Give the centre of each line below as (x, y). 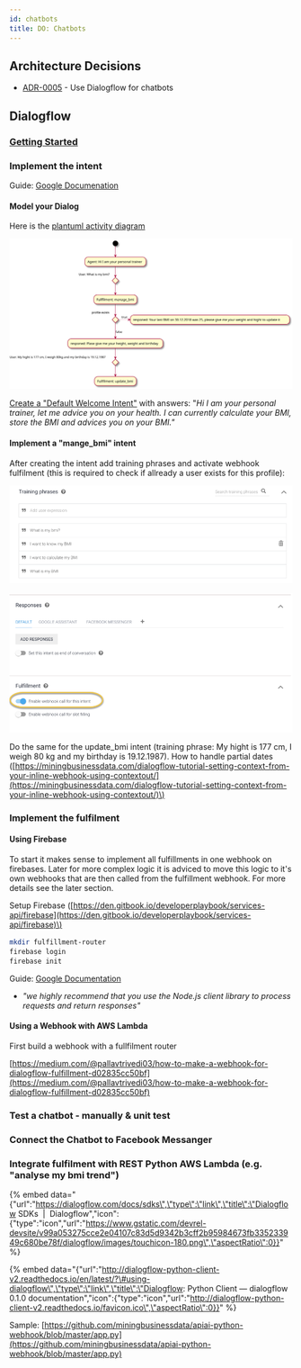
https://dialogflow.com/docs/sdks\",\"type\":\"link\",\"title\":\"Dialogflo (162, 1204)
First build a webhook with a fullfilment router (93, 1046)
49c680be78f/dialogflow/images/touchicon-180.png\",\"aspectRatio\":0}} (145, 1242)
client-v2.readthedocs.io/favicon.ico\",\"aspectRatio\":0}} (115, 1307)
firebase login (38, 951)
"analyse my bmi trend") (64, 1174)
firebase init (36, 961)
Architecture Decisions (75, 66)
